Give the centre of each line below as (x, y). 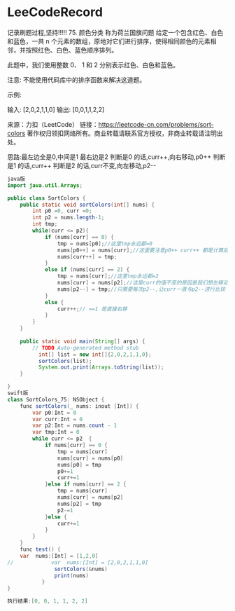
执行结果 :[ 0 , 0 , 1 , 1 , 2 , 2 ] (48, 601)
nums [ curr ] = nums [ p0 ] (90, 458)
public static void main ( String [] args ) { (83, 341)
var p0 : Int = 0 (55, 413)
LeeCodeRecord (55, 12)
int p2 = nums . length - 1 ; (69, 218)
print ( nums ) (72, 575)
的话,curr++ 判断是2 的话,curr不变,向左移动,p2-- (87, 165)
